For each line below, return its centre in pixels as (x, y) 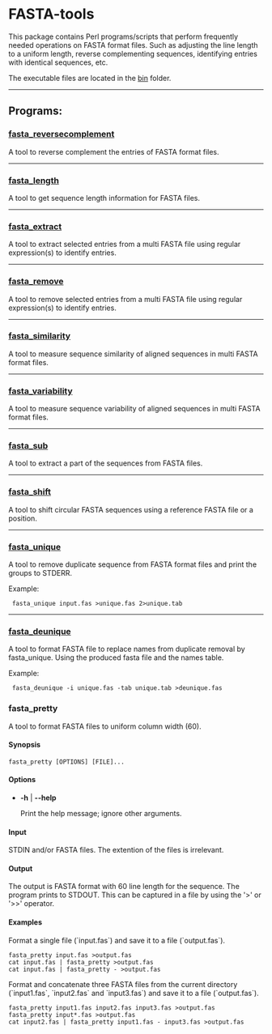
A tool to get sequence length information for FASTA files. (104, 198)
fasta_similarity (40, 336)
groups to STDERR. (40, 573)
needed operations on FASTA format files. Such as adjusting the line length (133, 45)
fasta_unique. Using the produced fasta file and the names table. (116, 657)
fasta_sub (28, 446)
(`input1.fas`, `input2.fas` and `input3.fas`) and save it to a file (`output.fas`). (134, 993)
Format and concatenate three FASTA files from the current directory (123, 984)
